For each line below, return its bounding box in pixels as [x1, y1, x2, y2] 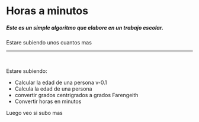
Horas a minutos [6, 4, 89, 18]
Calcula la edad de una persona [14, 85, 92, 92]
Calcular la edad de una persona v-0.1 [14, 79, 107, 86]
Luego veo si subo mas [6, 110, 63, 117]
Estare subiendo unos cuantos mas [6, 39, 92, 46]
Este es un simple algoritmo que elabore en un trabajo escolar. [6, 24, 164, 31]
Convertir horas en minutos [14, 98, 82, 105]
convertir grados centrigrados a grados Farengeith [14, 92, 139, 99]
